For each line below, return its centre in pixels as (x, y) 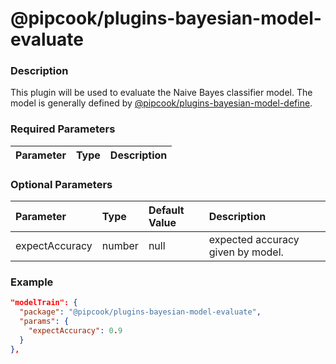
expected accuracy (254, 240)
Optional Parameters (61, 184)
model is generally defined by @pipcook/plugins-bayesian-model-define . (161, 103)
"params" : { (44, 322)
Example (32, 282)
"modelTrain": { (44, 303)
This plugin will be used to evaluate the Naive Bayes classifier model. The (161, 93)
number (120, 246)
